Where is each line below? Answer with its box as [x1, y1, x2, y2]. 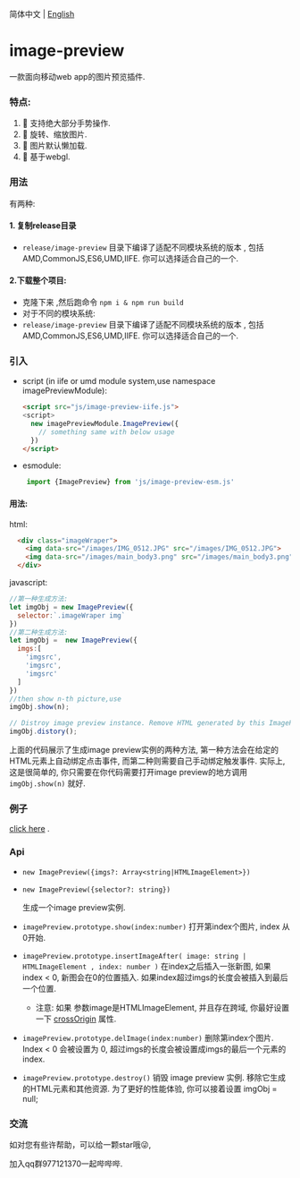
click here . [9, 824, 51, 834]
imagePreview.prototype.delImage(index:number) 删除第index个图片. [21, 1032, 274, 1043]
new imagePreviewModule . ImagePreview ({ [30, 419, 179, 428]
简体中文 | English [9, 9, 75, 19]
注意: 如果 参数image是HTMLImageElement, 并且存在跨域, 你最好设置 [35, 1002, 290, 1012]
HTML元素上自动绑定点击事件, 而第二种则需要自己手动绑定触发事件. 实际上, [9, 755, 286, 766]
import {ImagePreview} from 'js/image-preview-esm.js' [26, 478, 235, 487]
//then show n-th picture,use [9, 694, 122, 704]
